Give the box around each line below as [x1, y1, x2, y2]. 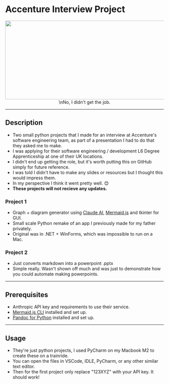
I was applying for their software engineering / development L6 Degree [12, 148, 160, 154]
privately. [12, 226, 32, 232]
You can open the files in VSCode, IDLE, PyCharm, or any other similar [12, 358, 158, 364]
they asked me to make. [12, 142, 62, 148]
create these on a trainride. [12, 352, 69, 359]
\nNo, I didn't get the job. [58, 99, 111, 105]
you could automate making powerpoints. [12, 271, 99, 277]
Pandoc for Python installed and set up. [12, 314, 95, 321]
